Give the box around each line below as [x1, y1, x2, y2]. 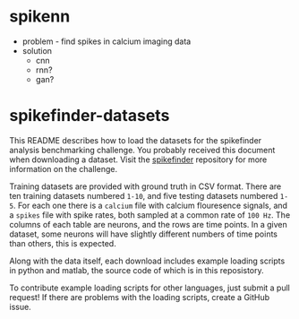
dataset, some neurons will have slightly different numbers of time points [9, 228, 278, 239]
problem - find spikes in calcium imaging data [21, 36, 192, 47]
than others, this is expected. [9, 237, 116, 248]
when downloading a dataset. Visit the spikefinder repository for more [9, 154, 268, 165]
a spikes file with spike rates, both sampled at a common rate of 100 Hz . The [9, 209, 291, 220]
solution [21, 45, 52, 56]
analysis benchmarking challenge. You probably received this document [9, 144, 276, 155]
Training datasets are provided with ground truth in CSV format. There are [9, 181, 282, 192]
